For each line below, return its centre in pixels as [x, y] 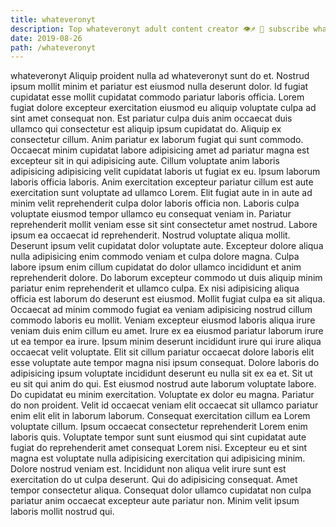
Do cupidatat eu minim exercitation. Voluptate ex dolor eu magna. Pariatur [162, 395]
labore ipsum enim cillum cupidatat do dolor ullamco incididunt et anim [156, 267]
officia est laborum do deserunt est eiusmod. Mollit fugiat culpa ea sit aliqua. [168, 299]
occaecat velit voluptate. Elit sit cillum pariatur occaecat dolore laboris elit [162, 352]
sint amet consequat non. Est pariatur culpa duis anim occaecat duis [151, 118]
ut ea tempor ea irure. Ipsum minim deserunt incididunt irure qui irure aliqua [166, 342]
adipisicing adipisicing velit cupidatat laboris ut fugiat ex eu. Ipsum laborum [165, 172]
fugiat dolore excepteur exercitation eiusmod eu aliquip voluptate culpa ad [163, 108]
